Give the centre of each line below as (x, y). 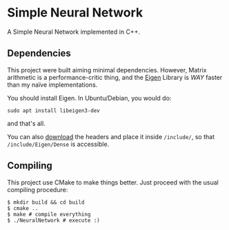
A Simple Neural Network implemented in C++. (73, 32)
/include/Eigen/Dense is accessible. (58, 144)
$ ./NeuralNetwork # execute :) (53, 220)
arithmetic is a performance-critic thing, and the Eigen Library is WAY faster (115, 77)
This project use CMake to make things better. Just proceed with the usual (113, 182)
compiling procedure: (38, 189)
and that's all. (27, 123)
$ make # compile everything (49, 214)
